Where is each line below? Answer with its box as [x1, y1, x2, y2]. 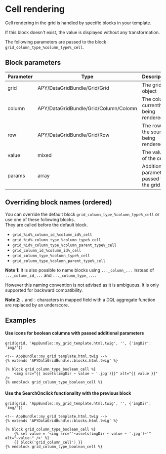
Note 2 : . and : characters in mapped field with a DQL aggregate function [5, 297, 156, 303]
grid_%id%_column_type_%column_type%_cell [12, 237, 101, 242]
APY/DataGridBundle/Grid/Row [37, 131, 110, 138]
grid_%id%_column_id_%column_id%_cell [12, 232, 92, 237]
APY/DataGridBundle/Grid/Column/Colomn [37, 105, 137, 112]
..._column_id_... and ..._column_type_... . [5, 272, 96, 278]
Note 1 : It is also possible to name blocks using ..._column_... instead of [5, 267, 154, 273]
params [7, 172, 26, 179]
